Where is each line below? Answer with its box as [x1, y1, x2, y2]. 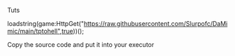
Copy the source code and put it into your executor [7, 41, 155, 48]
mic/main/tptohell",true [7, 27, 73, 35]
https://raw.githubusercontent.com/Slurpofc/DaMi [83, 20, 228, 27]
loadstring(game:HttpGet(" [7, 20, 84, 27]
